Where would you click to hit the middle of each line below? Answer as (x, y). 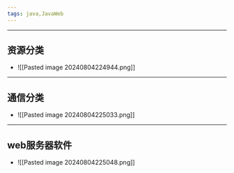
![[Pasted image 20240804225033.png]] (76, 115)
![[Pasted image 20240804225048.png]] (76, 163)
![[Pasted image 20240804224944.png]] (76, 68)
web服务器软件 (40, 145)
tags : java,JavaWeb (36, 14)
